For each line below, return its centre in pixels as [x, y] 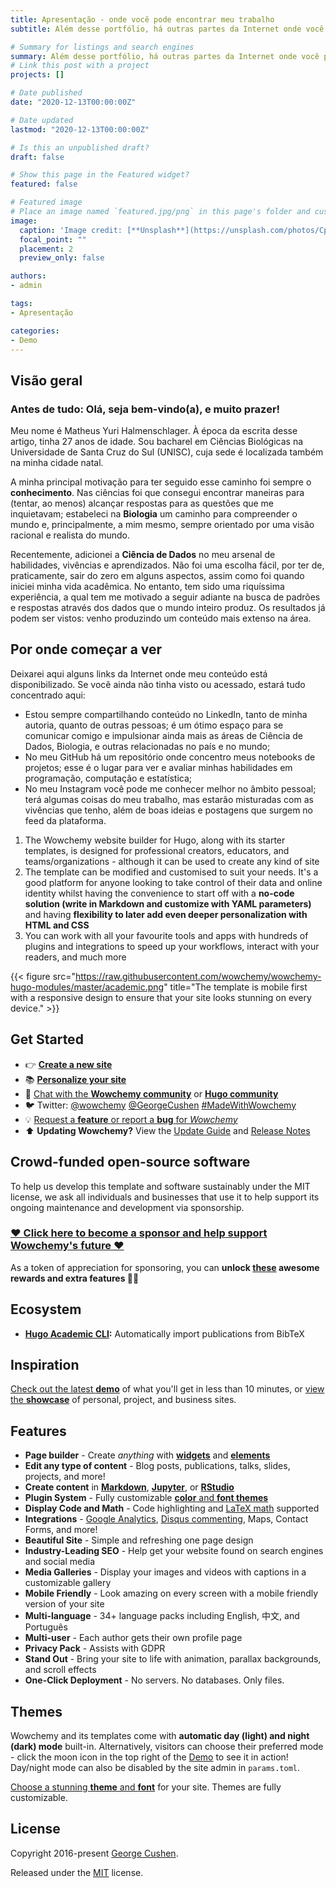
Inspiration [45, 1365]
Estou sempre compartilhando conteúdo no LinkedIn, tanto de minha [166, 714]
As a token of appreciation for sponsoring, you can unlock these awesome [165, 1267]
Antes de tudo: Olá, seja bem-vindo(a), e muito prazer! [145, 409]
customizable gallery [68, 1583]
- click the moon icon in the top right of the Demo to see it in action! [149, 1757]
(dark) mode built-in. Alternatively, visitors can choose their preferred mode [167, 1747]
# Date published [46, 93]
